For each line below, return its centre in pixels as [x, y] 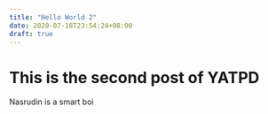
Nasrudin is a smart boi [51, 102]
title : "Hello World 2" [53, 17]
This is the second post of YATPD [134, 77]
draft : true [31, 34]
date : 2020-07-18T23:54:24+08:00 [71, 26]
